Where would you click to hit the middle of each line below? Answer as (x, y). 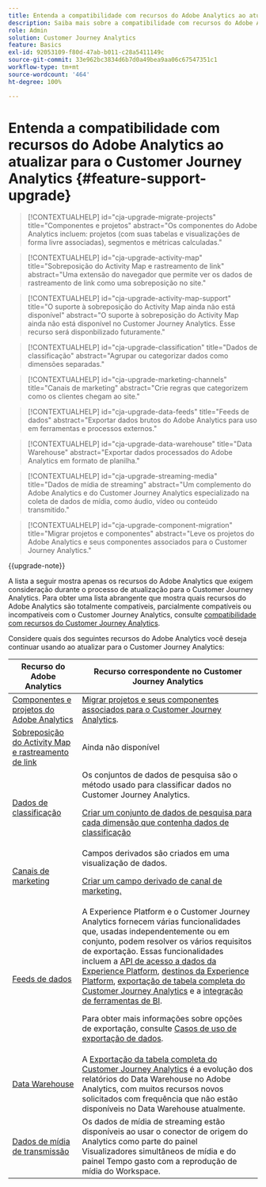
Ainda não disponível (121, 747)
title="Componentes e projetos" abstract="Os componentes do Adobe (142, 226)
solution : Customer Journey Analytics (72, 38)
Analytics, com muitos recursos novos (153, 1089)
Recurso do (43, 666)
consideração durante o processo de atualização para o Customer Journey (131, 590)
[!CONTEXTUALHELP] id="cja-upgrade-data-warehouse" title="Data (140, 444)
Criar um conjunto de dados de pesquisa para (167, 813)
